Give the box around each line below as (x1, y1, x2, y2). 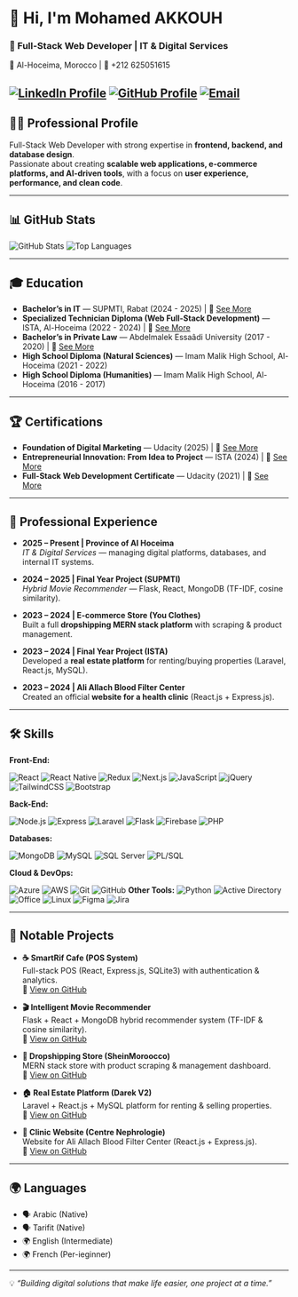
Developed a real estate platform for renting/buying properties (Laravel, (21, 655, 286, 665)
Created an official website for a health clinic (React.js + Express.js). (21, 691, 275, 702)
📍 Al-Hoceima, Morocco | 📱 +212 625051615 (9, 60, 171, 70)
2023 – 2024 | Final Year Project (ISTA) (21, 646, 169, 656)
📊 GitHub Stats (9, 212, 96, 227)
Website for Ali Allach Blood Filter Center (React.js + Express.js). (21, 1136, 257, 1147)
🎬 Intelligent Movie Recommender (21, 1001, 152, 1012)
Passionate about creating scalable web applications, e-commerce (9, 158, 258, 169)
